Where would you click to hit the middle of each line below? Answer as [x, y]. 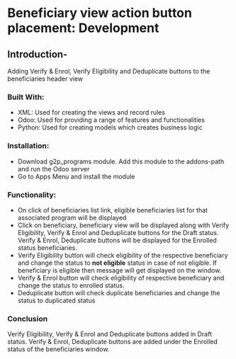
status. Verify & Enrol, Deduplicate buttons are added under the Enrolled [113, 342]
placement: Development [83, 28]
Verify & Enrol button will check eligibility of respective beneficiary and [121, 278]
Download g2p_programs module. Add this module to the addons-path [121, 161]
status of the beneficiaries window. [58, 349]
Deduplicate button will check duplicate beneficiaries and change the [119, 292]
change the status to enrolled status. [71, 285]
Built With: [26, 97]
